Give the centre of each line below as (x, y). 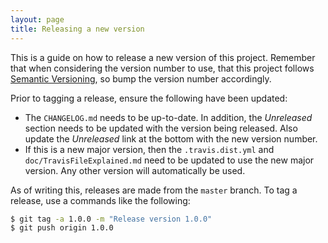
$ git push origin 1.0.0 (62, 228)
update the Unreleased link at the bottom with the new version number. (171, 138)
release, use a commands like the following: (100, 200)
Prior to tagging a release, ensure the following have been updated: (149, 98)
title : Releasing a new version (77, 29)
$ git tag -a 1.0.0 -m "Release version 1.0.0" (111, 219)
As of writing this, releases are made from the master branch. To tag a (154, 190)
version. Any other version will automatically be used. (135, 170)
